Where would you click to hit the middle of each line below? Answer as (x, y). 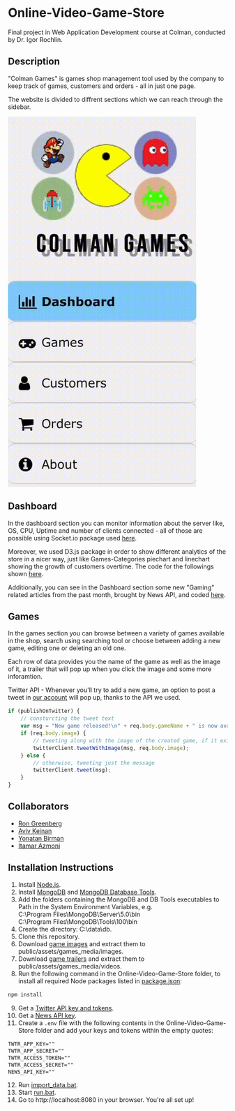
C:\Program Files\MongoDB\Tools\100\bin (78, 921)
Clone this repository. (49, 936)
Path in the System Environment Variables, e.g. (85, 906)
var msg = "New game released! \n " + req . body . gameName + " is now (119, 726)
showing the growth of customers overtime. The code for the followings (111, 566)
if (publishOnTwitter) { (44, 711)
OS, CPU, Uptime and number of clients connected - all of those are (105, 530)
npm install (25, 994)
